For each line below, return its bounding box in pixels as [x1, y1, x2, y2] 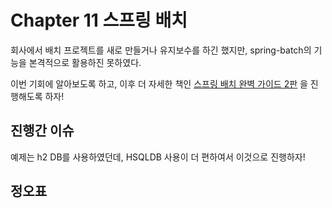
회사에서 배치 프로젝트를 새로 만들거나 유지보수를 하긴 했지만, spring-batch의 [10, 44, 312, 56]
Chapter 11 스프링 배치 [10, 9, 188, 32]
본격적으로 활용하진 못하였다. [28, 56, 142, 68]
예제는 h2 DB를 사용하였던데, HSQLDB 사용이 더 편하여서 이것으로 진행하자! [10, 151, 306, 163]
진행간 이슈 [10, 122, 75, 140]
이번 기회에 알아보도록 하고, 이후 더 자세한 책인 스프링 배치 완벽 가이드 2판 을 [10, 77, 308, 90]
